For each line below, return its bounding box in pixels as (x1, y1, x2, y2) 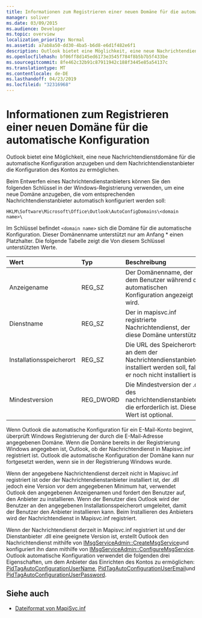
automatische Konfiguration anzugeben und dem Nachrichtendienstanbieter (6, 159, 195, 166)
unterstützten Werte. (6, 244, 58, 251)
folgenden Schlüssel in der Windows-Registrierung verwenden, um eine (6, 184, 185, 191)
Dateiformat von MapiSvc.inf (14, 604, 86, 612)
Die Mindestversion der (125, 380, 191, 389)
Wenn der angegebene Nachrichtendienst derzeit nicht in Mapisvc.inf (6, 470, 179, 477)
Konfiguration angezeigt (125, 291, 194, 299)
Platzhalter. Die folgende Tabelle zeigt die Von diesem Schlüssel (6, 237, 165, 244)
